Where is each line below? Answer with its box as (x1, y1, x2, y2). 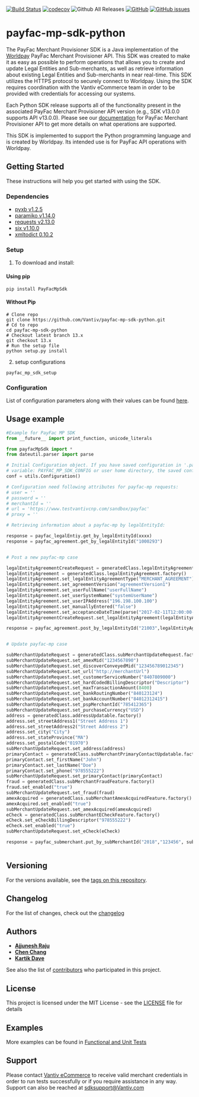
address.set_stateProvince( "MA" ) (6, 735, 89, 741)
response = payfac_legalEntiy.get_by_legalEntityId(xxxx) (6, 533, 152, 539)
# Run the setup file (6, 343, 60, 349)
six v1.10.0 (14, 225, 40, 232)
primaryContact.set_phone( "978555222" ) (6, 768, 105, 774)
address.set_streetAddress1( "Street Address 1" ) (6, 718, 129, 724)
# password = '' (6, 495, 46, 501)
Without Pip (6, 298, 36, 305)
